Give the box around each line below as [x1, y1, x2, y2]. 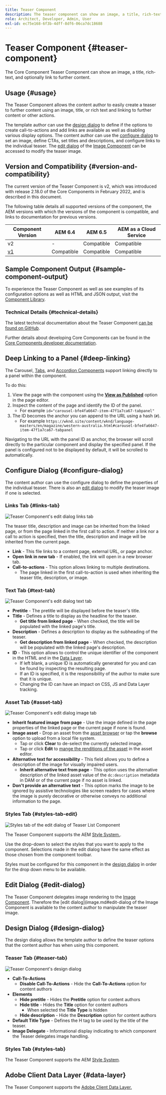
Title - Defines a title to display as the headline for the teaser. [12, 613, 137, 619]
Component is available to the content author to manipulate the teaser [5, 904, 147, 910]
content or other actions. [5, 112, 56, 118]
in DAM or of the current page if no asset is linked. [19, 777, 123, 783]
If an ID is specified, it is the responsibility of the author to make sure [19, 671, 160, 677]
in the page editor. [12, 397, 50, 403]
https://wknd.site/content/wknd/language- [46, 419, 135, 424]
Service [127, 232, 146, 239]
